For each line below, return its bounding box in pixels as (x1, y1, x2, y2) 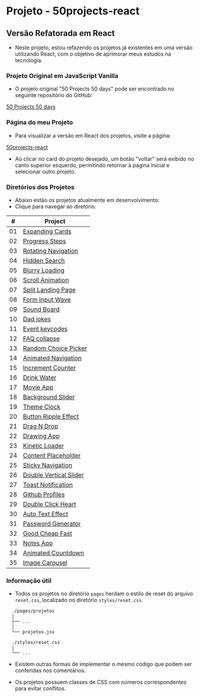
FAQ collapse (23, 334, 60, 342)
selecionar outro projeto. (14, 168, 76, 175)
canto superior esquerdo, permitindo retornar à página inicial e (14, 161, 170, 169)
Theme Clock (23, 402, 61, 411)
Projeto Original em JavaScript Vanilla (6, 71, 119, 80)
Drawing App (23, 432, 60, 440)
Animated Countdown (23, 549, 84, 557)
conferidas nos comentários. (14, 667, 86, 674)
